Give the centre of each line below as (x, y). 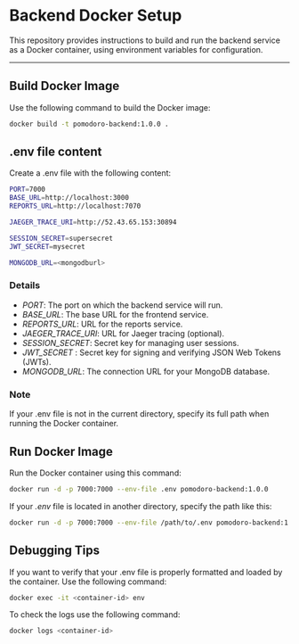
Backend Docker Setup (96, 16)
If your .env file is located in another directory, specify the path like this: (141, 506)
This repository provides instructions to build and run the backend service (145, 40)
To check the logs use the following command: (95, 615)
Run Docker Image (61, 451)
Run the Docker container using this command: (95, 473)
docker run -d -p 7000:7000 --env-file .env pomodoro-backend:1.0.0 (139, 489)
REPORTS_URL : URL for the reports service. (102, 324)
